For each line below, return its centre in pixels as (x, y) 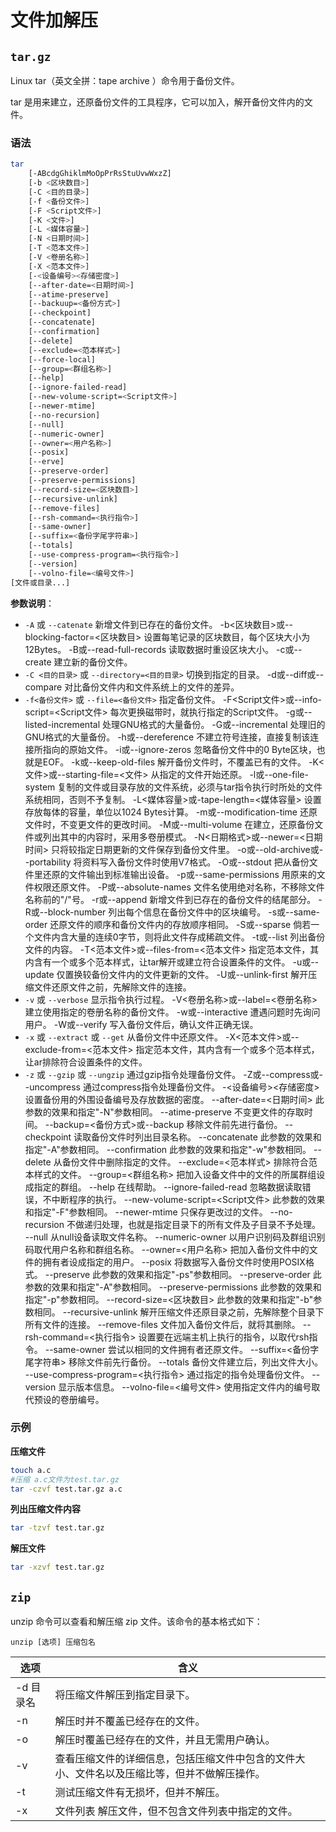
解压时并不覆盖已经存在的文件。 (130, 1721)
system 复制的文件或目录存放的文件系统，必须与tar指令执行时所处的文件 (173, 787)
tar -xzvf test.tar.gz (57, 1567)
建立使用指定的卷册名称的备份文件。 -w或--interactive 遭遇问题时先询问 (172, 1012)
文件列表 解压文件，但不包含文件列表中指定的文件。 (176, 1811)
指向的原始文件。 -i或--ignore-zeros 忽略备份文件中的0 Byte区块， (179, 749)
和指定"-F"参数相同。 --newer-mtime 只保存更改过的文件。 (146, 1212)
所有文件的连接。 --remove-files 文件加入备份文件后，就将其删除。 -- (168, 1324)
